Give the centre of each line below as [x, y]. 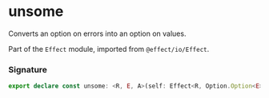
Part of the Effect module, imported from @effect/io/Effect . [109, 49]
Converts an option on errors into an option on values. [97, 33]
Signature [28, 69]
